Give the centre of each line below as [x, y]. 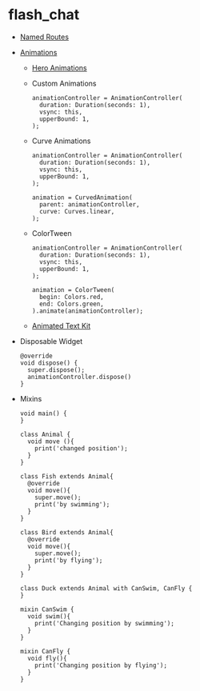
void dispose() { [49, 363]
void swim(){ [49, 616]
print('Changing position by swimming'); [104, 623]
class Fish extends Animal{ [66, 476]
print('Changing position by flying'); [101, 665]
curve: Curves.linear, [77, 211]
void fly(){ [47, 658]
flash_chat [44, 15]
